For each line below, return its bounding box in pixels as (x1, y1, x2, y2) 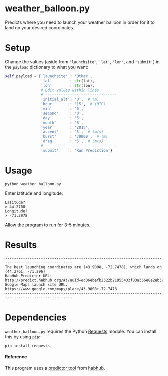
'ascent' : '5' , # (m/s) (40, 129, 104, 135)
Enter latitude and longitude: (5, 190, 63, 196)
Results (5, 239, 37, 250)
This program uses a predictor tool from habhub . (5, 365, 105, 371)
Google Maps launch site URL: (5, 282, 68, 287)
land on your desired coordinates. (5, 24, 75, 30)
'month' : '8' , (40, 120, 84, 125)
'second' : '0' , (40, 111, 84, 116)
